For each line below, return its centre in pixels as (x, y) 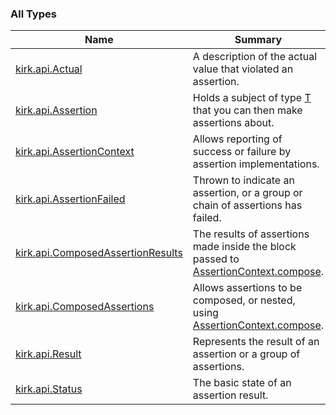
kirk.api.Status (49, 389)
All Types (33, 14)
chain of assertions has (247, 205)
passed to (216, 259)
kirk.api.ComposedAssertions (85, 307)
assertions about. (233, 123)
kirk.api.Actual (49, 69)
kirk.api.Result (48, 354)
